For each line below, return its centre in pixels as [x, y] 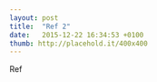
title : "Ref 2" [40, 26]
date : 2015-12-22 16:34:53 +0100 [77, 35]
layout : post [34, 18]
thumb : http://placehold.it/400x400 [78, 43]
